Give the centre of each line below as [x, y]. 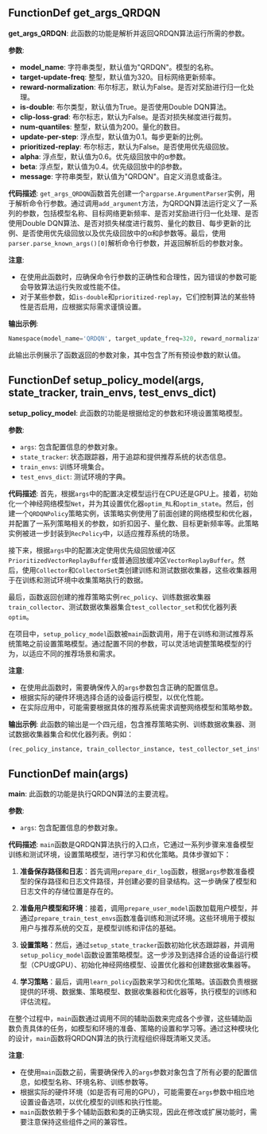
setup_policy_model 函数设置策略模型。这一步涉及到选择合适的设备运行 [135, 955]
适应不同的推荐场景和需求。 [74, 653]
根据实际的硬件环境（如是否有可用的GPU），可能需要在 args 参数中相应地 [137, 1092]
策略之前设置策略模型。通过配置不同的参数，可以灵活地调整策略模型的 [130, 643]
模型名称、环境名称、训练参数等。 [97, 1082]
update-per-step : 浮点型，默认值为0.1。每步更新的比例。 [114, 136]
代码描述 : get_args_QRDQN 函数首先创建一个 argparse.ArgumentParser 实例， [128, 193]
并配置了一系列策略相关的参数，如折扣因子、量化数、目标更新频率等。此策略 [133, 523]
